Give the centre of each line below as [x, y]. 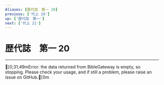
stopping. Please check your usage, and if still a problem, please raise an [79, 72]
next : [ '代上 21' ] [23, 23]
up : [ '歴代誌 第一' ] [25, 18]
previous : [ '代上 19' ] [27, 14]
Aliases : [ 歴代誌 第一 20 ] [31, 9]
